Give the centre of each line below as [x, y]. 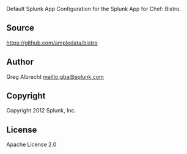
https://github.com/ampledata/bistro [52, 43]
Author [20, 62]
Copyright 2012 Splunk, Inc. [41, 111]
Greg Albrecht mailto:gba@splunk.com [55, 76]
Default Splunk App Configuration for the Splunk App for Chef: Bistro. [94, 9]
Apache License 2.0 [31, 145]
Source [20, 28]
